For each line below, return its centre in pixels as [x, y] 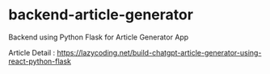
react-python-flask [40, 61]
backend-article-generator [101, 15]
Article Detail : [32, 52]
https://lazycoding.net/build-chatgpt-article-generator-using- [159, 52]
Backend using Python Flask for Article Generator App [99, 37]
